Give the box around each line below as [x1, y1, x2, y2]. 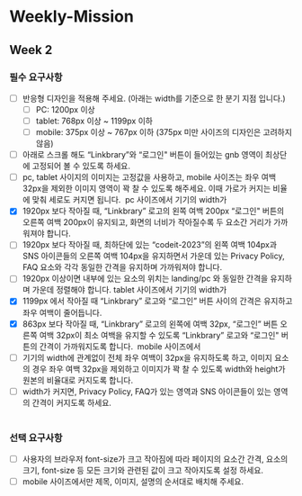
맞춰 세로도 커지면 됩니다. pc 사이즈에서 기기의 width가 [31, 194, 227, 205]
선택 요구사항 [9, 431, 63, 444]
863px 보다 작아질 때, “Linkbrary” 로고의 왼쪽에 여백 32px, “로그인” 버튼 [22, 318, 279, 329]
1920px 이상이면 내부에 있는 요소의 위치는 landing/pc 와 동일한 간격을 [22, 273, 269, 284]
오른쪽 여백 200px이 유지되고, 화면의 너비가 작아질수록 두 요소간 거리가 [22, 217, 272, 228]
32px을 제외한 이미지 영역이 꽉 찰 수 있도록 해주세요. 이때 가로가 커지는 [22, 183, 271, 194]
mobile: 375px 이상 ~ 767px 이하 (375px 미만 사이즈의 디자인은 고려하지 [35, 127, 292, 138]
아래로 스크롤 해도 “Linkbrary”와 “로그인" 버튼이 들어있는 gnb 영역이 [22, 149, 263, 160]
